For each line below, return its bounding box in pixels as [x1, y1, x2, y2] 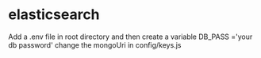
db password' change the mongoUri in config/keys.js [8, 40, 182, 49]
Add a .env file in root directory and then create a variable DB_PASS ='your [8, 32, 253, 41]
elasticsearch [8, 6, 101, 24]
